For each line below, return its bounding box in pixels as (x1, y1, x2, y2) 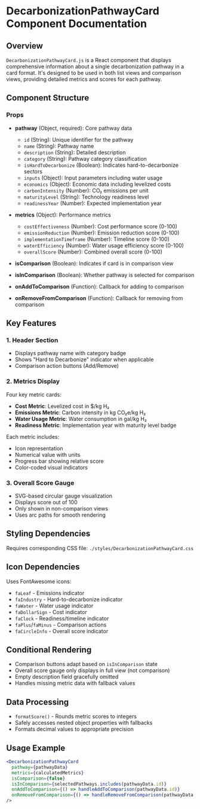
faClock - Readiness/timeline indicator (14, 615, 109, 622)
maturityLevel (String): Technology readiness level (23, 193, 149, 200)
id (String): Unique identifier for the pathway (23, 136, 134, 143)
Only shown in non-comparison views (14, 505, 109, 512)
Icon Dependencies (6, 562, 80, 572)
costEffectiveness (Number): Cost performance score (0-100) (23, 222, 178, 230)
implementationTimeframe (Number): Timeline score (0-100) (23, 235, 170, 243)
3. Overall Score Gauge (6, 478, 75, 487)
